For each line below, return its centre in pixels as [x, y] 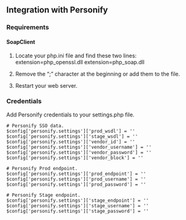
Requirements [28, 27]
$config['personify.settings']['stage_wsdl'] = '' [72, 137]
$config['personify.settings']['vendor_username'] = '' [79, 147]
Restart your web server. [46, 85]
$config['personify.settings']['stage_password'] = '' [78, 211]
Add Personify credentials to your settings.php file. [70, 115]
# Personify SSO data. [35, 126]
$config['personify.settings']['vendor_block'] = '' [75, 158]
